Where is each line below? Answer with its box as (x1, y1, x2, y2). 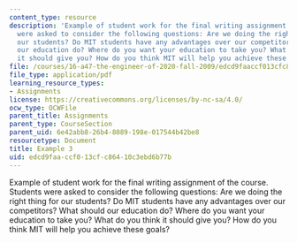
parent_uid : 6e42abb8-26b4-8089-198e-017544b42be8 (9, 128, 200, 137)
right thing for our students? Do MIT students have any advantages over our (9, 195, 286, 206)
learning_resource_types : (9, 79, 104, 87)
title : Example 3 (9, 144, 73, 153)
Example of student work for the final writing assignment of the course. (9, 177, 269, 187)
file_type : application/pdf (9, 71, 113, 80)
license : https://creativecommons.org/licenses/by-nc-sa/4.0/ (9, 95, 243, 104)
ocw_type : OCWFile (9, 103, 77, 112)
